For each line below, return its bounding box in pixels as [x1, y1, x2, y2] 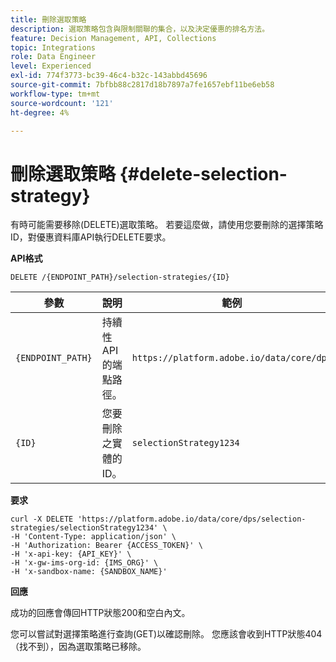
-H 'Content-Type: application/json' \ [10, 532, 177, 542]
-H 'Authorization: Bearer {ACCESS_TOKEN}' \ [10, 541, 203, 551]
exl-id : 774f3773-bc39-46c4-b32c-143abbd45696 [10, 71, 208, 81]
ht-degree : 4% [10, 107, 70, 118]
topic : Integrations [10, 42, 97, 53]
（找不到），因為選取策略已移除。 [10, 641, 147, 653]
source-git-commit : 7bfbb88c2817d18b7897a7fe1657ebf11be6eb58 [10, 80, 275, 90]
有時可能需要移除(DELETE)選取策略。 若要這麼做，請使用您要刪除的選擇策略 [10, 219, 324, 231]
